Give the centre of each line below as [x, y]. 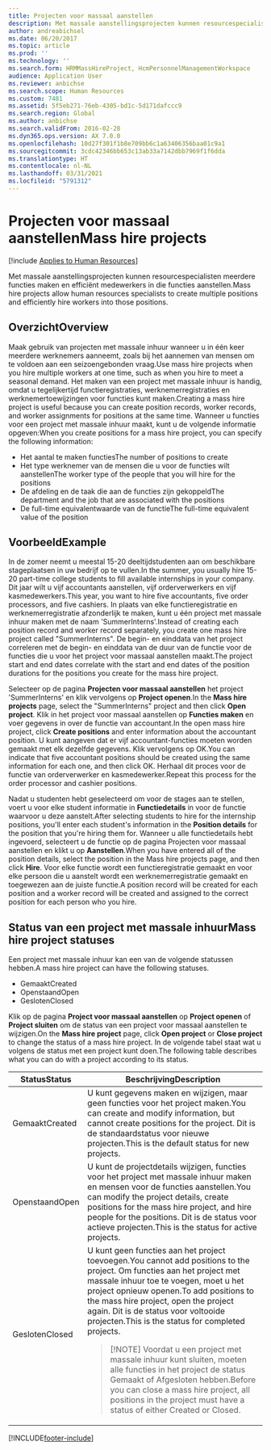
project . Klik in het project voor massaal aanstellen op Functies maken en [131, 715]
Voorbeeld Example [57, 542]
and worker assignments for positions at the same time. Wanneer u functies [134, 415]
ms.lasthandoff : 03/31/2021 [56, 174]
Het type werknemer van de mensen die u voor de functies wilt [125, 465]
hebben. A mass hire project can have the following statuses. [109, 968]
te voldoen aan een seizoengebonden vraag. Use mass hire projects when [131, 364]
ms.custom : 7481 [35, 99]
